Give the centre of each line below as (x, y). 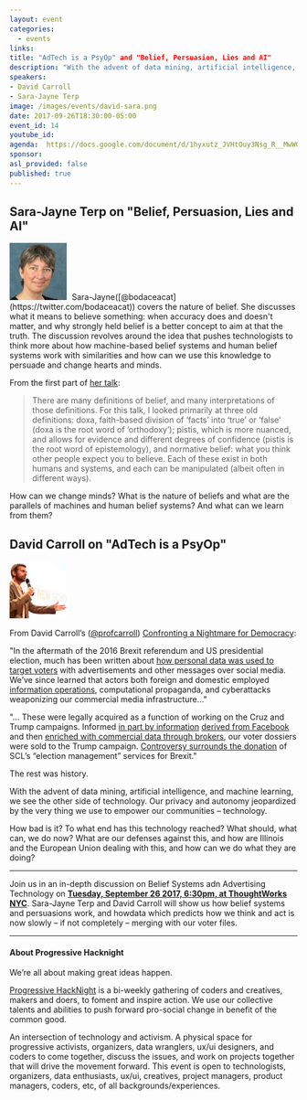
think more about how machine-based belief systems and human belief (143, 346)
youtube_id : (32, 135)
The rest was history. (49, 774)
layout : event (37, 19)
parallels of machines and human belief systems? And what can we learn (147, 506)
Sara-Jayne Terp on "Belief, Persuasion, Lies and (152, 212)
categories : (32, 29)
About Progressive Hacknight (67, 952)
